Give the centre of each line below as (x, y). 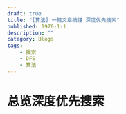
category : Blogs (30, 39)
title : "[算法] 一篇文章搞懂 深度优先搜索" (63, 20)
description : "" (30, 33)
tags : (15, 46)
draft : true (24, 13)
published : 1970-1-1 (37, 26)
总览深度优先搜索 (56, 101)
